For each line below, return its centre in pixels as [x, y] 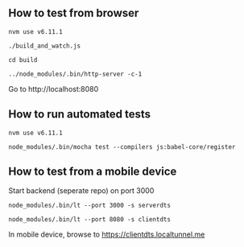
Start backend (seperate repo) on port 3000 [81, 191]
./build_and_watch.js [45, 46]
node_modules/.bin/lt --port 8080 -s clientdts [90, 220]
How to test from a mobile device [93, 172]
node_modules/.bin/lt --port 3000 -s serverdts [90, 206]
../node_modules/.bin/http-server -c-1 [75, 74]
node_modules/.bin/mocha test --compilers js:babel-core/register [122, 147]
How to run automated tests [80, 115]
